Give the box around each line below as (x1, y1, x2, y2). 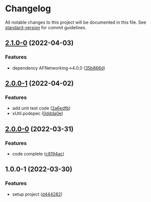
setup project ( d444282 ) (12, 191, 63, 197)
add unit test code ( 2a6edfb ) (12, 105, 71, 111)
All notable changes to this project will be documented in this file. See (5, 19, 147, 25)
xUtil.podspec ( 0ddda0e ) (12, 111, 63, 117)
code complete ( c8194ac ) (12, 151, 65, 157)
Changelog (5, 3, 51, 14)
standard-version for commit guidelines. (5, 24, 87, 30)
